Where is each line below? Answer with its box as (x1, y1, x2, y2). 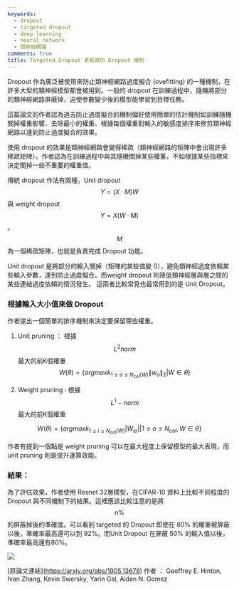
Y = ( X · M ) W (100, 187, 139, 196)
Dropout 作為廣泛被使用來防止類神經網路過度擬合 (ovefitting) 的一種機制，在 (7, 77, 231, 85)
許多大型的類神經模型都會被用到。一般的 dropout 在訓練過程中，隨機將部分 (7, 86, 228, 95)
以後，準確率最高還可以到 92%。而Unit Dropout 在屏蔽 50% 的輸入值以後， (7, 529, 229, 537)
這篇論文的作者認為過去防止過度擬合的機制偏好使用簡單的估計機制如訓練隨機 (7, 110, 232, 118)
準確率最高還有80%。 (7, 538, 72, 547)
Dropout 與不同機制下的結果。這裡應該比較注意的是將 (7, 496, 164, 505)
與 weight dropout (7, 199, 60, 208)
